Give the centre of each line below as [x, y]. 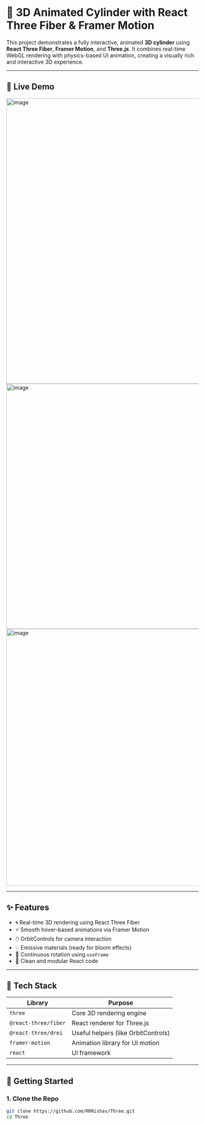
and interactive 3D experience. [45, 62]
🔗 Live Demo [31, 87]
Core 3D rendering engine [109, 1013]
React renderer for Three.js [110, 1023]
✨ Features [28, 908]
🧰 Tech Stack [32, 985]
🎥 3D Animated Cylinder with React [97, 13]
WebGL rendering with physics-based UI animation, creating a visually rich [100, 55]
